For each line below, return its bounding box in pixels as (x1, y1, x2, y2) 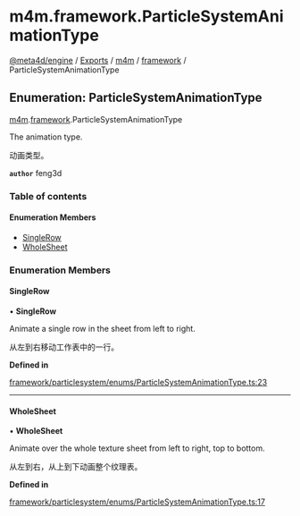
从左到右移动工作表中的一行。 (9, 342, 119, 352)
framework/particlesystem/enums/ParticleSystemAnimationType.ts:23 (9, 377, 268, 387)
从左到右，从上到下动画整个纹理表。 (9, 461, 143, 472)
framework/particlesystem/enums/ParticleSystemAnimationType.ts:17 (9, 496, 266, 507)
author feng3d (9, 167, 62, 178)
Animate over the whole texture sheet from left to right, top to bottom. (9, 443, 265, 453)
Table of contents (9, 190, 87, 202)
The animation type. (9, 131, 83, 142)
